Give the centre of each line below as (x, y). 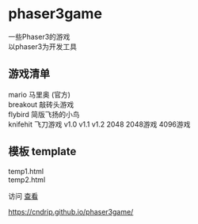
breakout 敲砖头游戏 (41, 104)
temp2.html (27, 180)
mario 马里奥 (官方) (40, 94)
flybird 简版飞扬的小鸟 (44, 114)
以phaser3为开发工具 (43, 46)
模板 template (42, 152)
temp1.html (26, 171)
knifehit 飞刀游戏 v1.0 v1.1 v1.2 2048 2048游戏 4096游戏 (99, 124)
